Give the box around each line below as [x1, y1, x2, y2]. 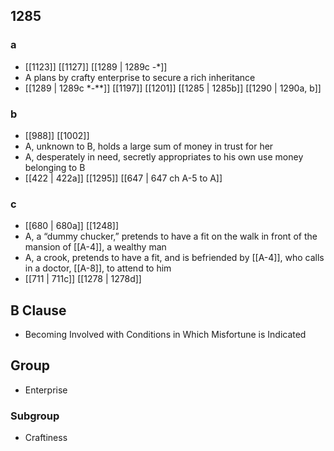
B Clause [10, 302, 67, 319]
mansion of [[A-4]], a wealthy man [24, 241, 167, 253]
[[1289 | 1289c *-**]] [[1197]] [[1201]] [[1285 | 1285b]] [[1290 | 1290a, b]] [24, 82, 322, 94]
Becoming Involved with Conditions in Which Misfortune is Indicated [24, 329, 307, 341]
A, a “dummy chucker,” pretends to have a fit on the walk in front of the [24, 230, 318, 243]
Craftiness [24, 432, 68, 444]
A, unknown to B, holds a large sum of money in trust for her [24, 140, 274, 152]
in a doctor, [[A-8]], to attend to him [24, 262, 172, 274]
